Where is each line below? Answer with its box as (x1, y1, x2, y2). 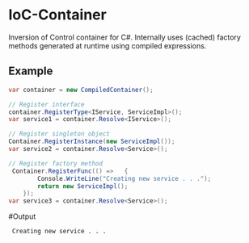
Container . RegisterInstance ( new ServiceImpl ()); (8, 137, 175, 146)
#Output (8, 212, 36, 221)
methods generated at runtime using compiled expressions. (8, 40, 207, 50)
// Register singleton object (8, 130, 111, 138)
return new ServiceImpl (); (37, 182, 129, 191)
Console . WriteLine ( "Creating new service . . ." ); (37, 174, 212, 182)
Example (8, 65, 53, 78)
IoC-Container (8, 6, 107, 24)
